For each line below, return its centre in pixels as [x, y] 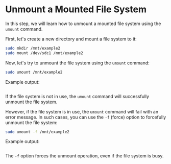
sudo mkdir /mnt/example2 [33, 48]
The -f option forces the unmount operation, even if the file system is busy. [85, 156]
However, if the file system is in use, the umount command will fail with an [82, 111]
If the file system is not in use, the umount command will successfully [77, 96]
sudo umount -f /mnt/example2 [38, 132]
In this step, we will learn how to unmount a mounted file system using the [83, 24]
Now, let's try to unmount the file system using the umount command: [77, 63]
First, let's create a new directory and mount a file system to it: [71, 39]
